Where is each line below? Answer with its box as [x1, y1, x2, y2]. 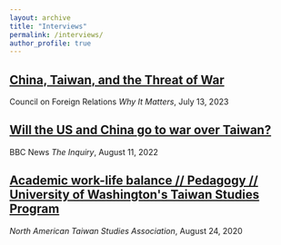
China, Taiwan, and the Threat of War [9, 72, 225, 87]
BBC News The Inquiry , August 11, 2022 [9, 146, 159, 157]
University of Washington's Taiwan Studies [9, 187, 260, 202]
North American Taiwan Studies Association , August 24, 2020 [9, 225, 243, 236]
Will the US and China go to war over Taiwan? [9, 122, 272, 138]
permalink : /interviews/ [9, 30, 104, 39]
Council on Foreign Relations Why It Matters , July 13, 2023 [9, 96, 229, 107]
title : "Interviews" [9, 22, 88, 31]
